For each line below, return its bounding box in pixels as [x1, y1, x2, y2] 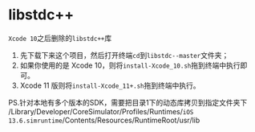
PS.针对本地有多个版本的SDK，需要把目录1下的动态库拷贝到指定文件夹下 [8, 97, 248, 107]
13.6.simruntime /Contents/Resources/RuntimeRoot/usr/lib [8, 115, 200, 125]
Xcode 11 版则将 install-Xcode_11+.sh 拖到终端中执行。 [19, 80, 200, 90]
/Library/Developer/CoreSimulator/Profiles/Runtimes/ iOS [8, 106, 194, 116]
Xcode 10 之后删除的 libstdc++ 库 [8, 33, 112, 43]
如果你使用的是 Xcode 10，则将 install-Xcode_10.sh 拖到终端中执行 [19, 60, 241, 70]
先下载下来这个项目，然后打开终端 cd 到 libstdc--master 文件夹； [19, 50, 229, 60]
